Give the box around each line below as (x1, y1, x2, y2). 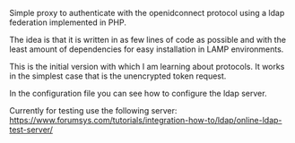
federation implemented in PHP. (9, 17, 127, 28)
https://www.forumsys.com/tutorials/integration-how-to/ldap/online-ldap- (9, 115, 282, 125)
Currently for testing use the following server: (9, 105, 178, 115)
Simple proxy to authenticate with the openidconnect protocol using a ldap (9, 8, 285, 18)
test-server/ (9, 124, 54, 135)
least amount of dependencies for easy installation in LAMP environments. (9, 44, 284, 55)
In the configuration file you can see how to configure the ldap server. (9, 88, 267, 98)
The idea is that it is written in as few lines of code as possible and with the (9, 35, 287, 45)
